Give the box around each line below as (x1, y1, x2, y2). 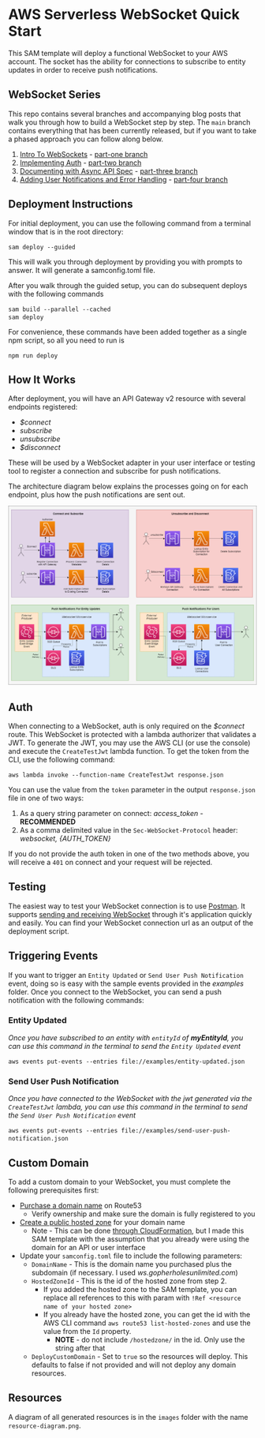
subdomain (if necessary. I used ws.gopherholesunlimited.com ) (31, 1268, 238, 1277)
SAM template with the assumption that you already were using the (31, 1234, 250, 1244)
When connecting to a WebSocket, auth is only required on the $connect (8, 721, 245, 731)
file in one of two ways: (8, 793, 84, 803)
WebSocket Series (8, 88, 101, 102)
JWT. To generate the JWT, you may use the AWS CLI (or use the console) (8, 738, 251, 747)
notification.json (8, 1135, 69, 1143)
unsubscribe (19, 434, 61, 444)
